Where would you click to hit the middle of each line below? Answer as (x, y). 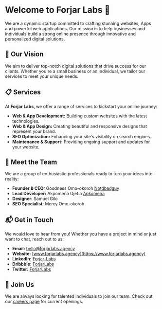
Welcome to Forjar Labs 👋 (58, 10)
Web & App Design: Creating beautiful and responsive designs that (80, 126)
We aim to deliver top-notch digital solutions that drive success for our (76, 66)
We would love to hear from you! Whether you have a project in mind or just (81, 234)
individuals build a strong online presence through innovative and (71, 34)
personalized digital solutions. (35, 39)
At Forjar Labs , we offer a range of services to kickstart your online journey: (81, 106)
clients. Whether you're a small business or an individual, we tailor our (75, 71)
